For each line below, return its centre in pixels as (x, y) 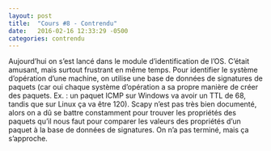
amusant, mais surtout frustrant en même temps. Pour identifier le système (133, 70)
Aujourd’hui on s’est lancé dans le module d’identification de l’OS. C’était (129, 61)
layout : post (30, 16)
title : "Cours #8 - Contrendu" (63, 23)
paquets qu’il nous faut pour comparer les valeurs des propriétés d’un (125, 121)
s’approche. (28, 139)
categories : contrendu (47, 38)
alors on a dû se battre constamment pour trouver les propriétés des (123, 113)
